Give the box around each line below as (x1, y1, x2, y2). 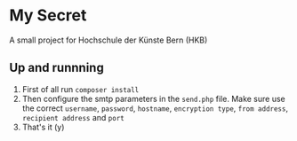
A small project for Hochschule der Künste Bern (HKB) (9, 35, 208, 45)
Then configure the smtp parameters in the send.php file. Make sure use (21, 93, 286, 104)
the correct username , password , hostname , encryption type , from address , (21, 103, 289, 114)
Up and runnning (9, 60, 104, 75)
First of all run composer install (21, 83, 140, 94)
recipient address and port (21, 112, 124, 122)
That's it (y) (21, 121, 65, 132)
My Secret (9, 5, 87, 26)
